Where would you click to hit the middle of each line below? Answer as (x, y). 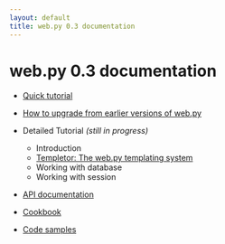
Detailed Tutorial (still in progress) (85, 131)
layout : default (40, 18)
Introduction (59, 148)
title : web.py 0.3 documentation (72, 26)
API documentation (58, 194)
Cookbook (42, 212)
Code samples (49, 230)
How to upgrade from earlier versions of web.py (112, 113)
